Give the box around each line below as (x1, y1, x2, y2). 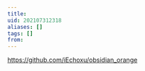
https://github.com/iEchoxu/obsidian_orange (7, 56, 138, 64)
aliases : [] (7, 23, 43, 30)
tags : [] (7, 30, 33, 37)
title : (7, 10, 27, 18)
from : (7, 37, 23, 44)
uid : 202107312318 (7, 17, 62, 24)
